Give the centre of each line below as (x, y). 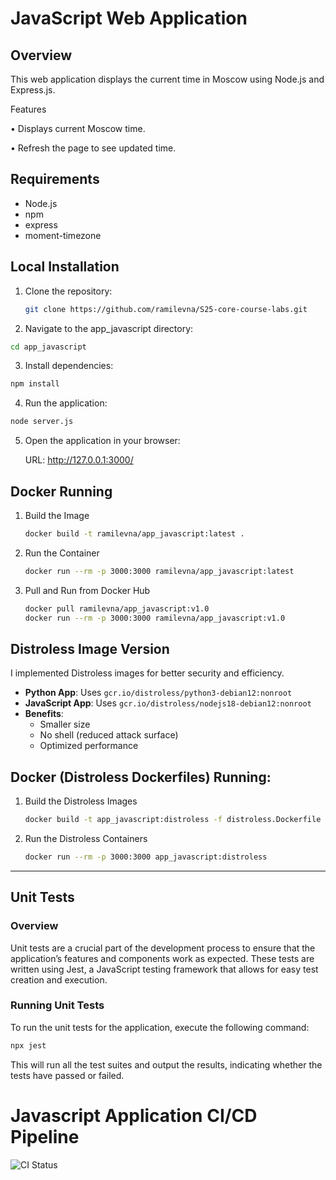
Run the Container (62, 553)
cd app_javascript (48, 347)
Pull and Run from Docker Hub (87, 590)
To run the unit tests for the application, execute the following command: (160, 1027)
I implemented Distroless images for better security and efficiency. (147, 673)
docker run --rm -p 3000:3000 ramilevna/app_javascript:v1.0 (155, 618)
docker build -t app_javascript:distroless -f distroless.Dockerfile (173, 820)
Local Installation (65, 267)
